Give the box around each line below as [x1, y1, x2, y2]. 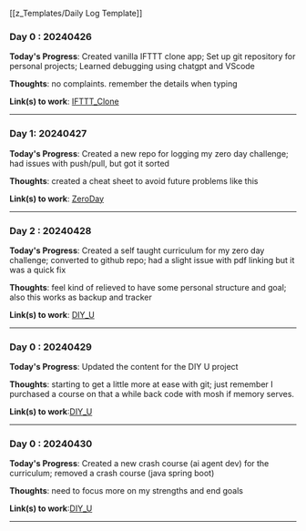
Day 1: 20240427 [9, 128, 87, 140]
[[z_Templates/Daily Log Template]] [9, 8, 143, 18]
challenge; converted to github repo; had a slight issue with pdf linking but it [9, 254, 295, 265]
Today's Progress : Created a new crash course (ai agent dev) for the [9, 458, 270, 469]
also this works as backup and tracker [9, 291, 153, 302]
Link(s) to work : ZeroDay [9, 193, 105, 204]
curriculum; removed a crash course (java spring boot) [9, 468, 215, 479]
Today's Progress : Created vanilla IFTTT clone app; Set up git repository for [9, 51, 296, 62]
